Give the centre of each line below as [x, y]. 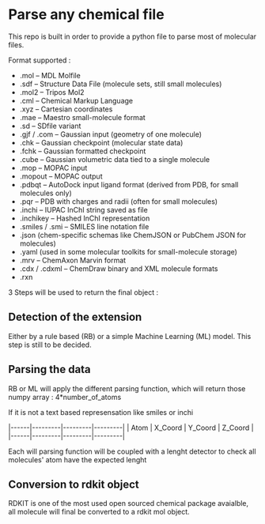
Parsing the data [49, 369]
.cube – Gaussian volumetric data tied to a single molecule [115, 159]
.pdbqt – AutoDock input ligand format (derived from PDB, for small [129, 184]
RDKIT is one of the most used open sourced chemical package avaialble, [129, 503]
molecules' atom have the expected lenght [78, 459]
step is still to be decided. [50, 345]
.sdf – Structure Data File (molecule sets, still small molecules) [121, 84]
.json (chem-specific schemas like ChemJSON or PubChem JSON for [133, 235]
